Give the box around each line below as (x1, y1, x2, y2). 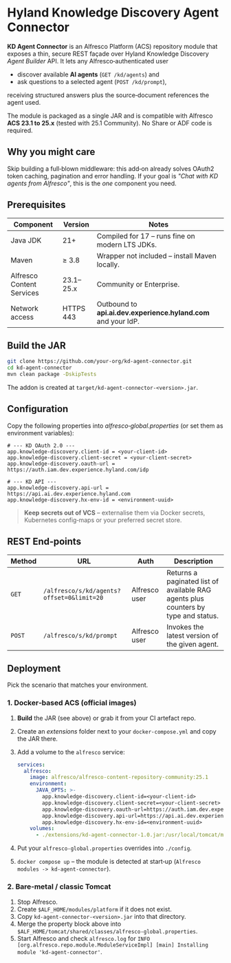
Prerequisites (7, 199, 66, 211)
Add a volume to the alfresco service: (16, 747, 125, 756)
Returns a (166, 568, 198, 577)
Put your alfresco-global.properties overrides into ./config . (16, 844, 192, 852)
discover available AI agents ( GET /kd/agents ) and (16, 70, 159, 79)
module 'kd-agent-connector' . (16, 947, 103, 955)
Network (10, 303, 39, 313)
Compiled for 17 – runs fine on (96, 231, 196, 240)
